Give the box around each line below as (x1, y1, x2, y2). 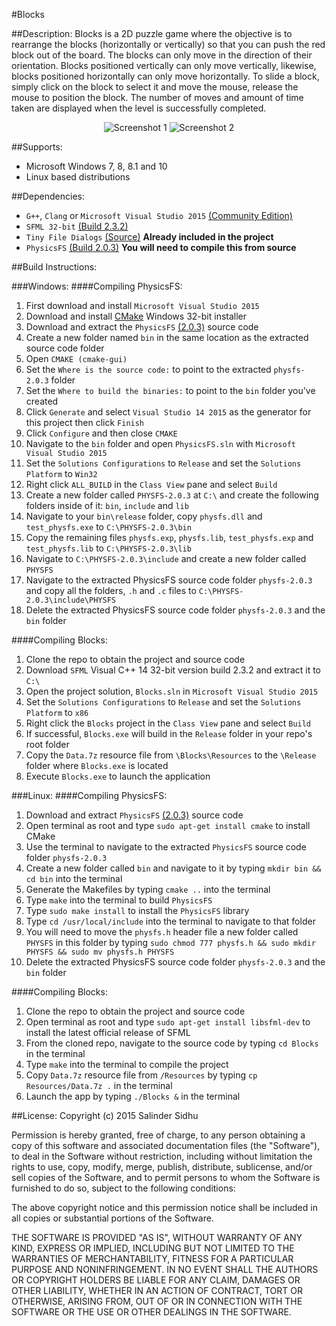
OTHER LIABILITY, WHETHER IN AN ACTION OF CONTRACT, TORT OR (11, 1285, 303, 1296)
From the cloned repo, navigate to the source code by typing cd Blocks (25, 1037, 319, 1049)
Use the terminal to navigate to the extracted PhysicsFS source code (25, 841, 307, 853)
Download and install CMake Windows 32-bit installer (25, 310, 248, 322)
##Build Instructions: (11, 261, 98, 273)
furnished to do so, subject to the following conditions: (11, 1182, 236, 1194)
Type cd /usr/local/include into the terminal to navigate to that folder (25, 915, 316, 927)
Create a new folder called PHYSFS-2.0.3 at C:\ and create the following (25, 489, 319, 501)
